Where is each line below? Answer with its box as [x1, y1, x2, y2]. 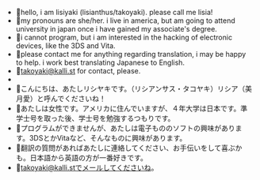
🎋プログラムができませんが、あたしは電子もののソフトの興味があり [15, 123, 235, 133]
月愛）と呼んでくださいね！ [15, 94, 107, 103]
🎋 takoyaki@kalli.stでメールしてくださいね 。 [15, 163, 159, 172]
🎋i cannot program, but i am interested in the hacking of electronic [15, 32, 232, 42]
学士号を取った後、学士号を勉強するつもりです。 [15, 114, 175, 122]
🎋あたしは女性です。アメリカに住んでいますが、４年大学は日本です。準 [15, 103, 248, 113]
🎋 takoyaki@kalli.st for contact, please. [15, 66, 141, 75]
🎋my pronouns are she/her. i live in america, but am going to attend [15, 16, 235, 25]
